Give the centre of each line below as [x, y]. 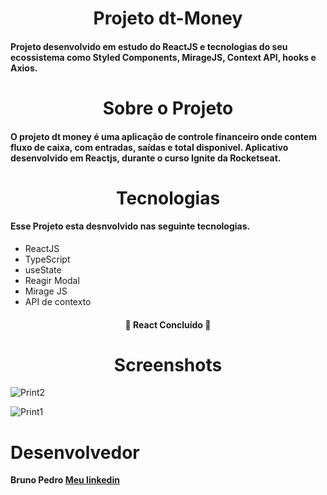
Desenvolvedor [75, 452]
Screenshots [168, 364]
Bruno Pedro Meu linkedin [65, 480]
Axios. [24, 68]
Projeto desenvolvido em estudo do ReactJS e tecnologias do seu [149, 46]
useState [43, 269]
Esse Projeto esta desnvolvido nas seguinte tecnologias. [130, 226]
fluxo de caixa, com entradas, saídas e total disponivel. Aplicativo [149, 147]
